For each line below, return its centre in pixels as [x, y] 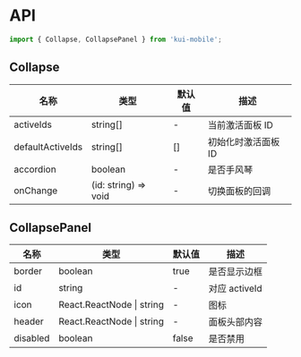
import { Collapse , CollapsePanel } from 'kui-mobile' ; [116, 39]
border [28, 271]
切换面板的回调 [239, 191]
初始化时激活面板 [244, 141]
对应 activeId [235, 289]
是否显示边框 [235, 272]
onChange [36, 191]
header [29, 321]
